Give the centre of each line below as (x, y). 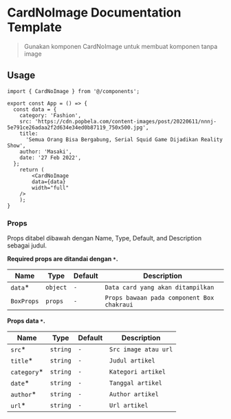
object (56, 288)
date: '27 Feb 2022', (50, 157)
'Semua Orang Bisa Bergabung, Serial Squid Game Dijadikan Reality (124, 139)
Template (34, 27)
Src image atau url (141, 350)
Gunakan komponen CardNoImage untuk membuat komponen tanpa (121, 46)
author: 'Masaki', (46, 152)
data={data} (49, 182)
